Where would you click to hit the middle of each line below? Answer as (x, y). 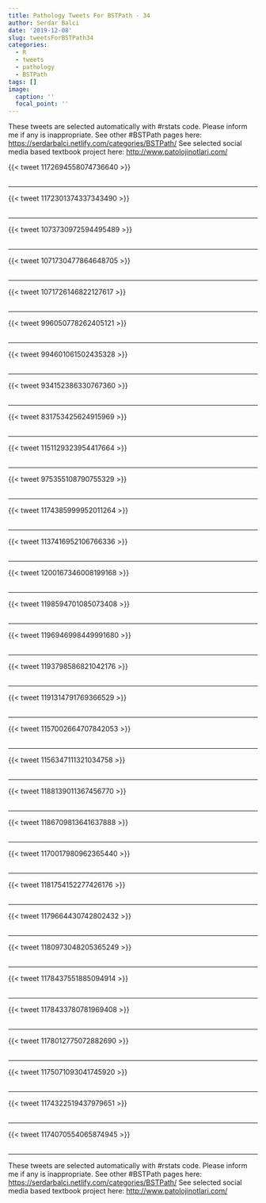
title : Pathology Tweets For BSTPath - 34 (79, 15)
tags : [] (23, 82)
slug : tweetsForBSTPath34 (51, 38)
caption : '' (35, 97)
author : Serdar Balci (44, 23)
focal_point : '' (42, 104)
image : (19, 89)
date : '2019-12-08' (40, 30)
